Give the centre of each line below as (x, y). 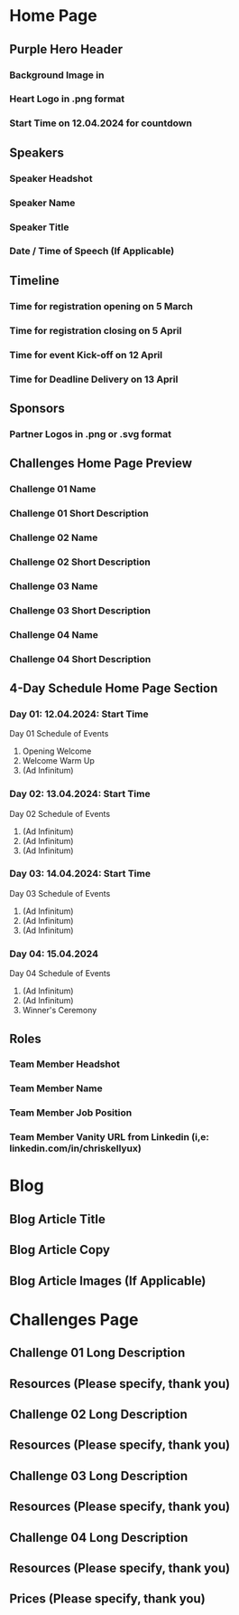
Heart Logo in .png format (67, 99)
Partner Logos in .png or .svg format (90, 433)
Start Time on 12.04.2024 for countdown (101, 123)
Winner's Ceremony (60, 1011)
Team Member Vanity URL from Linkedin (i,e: (110, 1137)
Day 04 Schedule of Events (60, 974)
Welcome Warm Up (58, 761)
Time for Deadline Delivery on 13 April (94, 379)
